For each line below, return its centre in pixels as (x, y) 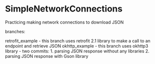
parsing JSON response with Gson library (47, 56)
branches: (15, 31)
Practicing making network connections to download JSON (64, 22)
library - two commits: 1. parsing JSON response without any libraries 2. (77, 51)
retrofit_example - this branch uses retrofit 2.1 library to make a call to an (78, 41)
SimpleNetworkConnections (64, 9)
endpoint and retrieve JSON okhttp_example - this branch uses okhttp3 (77, 46)
